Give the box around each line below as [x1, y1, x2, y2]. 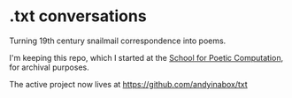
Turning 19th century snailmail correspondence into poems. [9, 35, 227, 46]
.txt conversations [9, 6, 148, 26]
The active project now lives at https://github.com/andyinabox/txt [9, 79, 248, 89]
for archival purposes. [9, 62, 90, 72]
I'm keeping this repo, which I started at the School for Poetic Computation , [9, 52, 284, 63]
